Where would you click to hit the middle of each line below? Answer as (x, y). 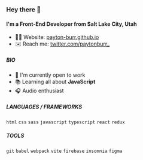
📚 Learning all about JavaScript (55, 82)
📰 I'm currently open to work (50, 75)
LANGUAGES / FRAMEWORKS (44, 107)
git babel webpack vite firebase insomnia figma (64, 151)
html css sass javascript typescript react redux (66, 122)
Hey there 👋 (23, 10)
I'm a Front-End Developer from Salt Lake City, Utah (72, 24)
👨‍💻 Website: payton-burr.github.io (57, 37)
